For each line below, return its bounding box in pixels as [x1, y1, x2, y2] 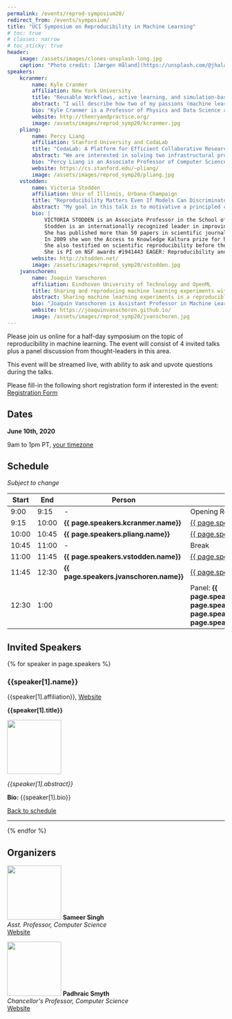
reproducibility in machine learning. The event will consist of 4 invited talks [7, 339, 220, 347]
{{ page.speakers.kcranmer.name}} [64, 518, 182, 528]
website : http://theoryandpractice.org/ [32, 113, 150, 120]
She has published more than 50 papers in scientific [43, 229, 202, 236]
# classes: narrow [7, 36, 60, 43]
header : [7, 49, 30, 56]
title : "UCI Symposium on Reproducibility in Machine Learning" [7, 23, 196, 30]
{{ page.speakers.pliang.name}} [64, 530, 171, 539]
